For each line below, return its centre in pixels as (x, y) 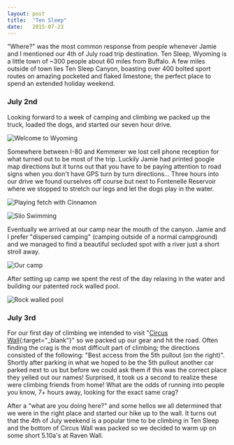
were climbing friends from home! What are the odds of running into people (116, 384)
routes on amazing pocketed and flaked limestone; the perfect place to (109, 76)
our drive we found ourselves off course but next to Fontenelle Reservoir (112, 181)
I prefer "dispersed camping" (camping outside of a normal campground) (112, 236)
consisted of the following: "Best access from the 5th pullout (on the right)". (116, 355)
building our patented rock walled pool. (64, 286)
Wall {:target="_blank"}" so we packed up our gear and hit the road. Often (113, 340)
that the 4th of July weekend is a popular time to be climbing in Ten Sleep (113, 421)
